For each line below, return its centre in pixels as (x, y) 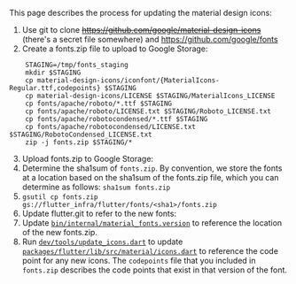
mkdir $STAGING (53, 73)
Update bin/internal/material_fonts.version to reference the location (152, 223)
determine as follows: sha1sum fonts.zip (96, 187)
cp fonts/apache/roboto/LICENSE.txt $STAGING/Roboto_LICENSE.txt (148, 111)
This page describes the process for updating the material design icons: (140, 13)
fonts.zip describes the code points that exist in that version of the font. (155, 270)
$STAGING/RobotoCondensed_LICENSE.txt (81, 134)
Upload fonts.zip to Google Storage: (87, 159)
